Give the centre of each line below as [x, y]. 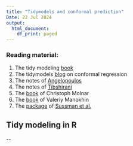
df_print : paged [37, 34]
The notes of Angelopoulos [48, 81]
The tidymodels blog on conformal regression [71, 74]
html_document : [30, 28]
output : [16, 23]
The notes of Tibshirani [44, 87]
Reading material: [32, 55]
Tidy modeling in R [41, 125]
